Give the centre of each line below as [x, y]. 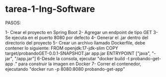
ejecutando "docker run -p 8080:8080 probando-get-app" [65, 69]
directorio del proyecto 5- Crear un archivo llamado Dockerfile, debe [75, 42]
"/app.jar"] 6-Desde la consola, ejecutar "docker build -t [72, 58]
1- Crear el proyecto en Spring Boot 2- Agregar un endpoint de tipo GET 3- [82, 32]
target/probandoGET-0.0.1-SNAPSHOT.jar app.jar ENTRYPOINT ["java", [78, 53]
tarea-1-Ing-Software [50, 9]
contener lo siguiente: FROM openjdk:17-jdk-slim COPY [62, 48]
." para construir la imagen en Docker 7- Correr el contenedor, [78, 64]
